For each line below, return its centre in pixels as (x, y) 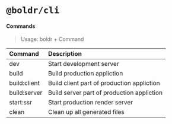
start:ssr (21, 103)
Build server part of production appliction (106, 93)
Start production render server (91, 103)
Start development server (84, 64)
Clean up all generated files (86, 112)
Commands (21, 26)
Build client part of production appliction (104, 83)
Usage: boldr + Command (52, 39)
